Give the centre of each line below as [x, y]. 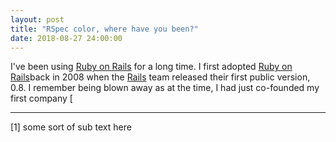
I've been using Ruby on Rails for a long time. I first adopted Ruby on [151, 67]
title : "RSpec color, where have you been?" [104, 29]
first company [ [41, 98]
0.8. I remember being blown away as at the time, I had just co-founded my [165, 88]
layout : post [37, 19]
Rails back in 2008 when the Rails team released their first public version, [160, 77]
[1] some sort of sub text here [71, 127]
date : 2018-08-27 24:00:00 [66, 38]
